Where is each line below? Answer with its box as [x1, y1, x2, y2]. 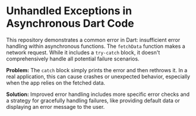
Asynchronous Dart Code [6, 17, 135, 30]
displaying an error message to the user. [6, 103, 105, 110]
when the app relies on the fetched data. [6, 79, 106, 86]
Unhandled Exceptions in [6, 4, 132, 18]
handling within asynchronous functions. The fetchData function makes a [6, 43, 185, 50]
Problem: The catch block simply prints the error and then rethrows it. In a [6, 66, 188, 73]
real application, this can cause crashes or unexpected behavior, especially [6, 73, 191, 80]
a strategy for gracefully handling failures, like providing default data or [6, 96, 180, 104]
